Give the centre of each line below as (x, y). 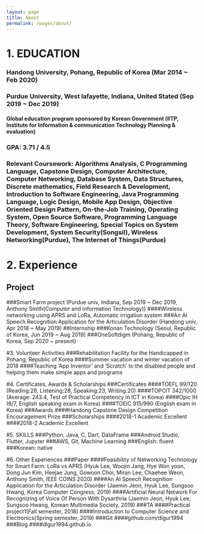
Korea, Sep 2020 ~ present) (41, 341)
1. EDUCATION (43, 53)
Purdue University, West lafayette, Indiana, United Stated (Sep (100, 96)
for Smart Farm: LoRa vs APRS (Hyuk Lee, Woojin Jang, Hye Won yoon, (96, 466)
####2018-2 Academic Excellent (47, 423)
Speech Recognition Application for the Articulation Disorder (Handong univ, (102, 321)
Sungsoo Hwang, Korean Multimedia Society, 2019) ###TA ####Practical (98, 505)
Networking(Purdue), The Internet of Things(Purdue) (86, 240)
